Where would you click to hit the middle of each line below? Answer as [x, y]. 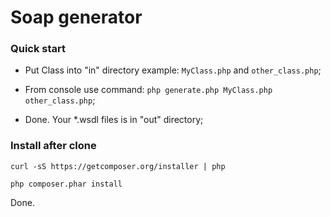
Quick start [38, 49]
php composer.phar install [66, 184]
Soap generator [76, 17]
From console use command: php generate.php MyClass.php [148, 90]
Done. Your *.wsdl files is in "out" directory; [114, 120]
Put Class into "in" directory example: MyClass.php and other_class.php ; [173, 70]
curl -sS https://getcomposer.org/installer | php [118, 166]
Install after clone [53, 146]
